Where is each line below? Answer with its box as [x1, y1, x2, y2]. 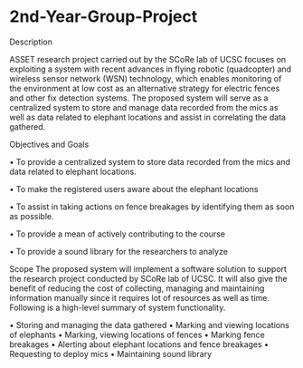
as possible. [9, 210, 54, 221]
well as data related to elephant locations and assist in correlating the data [9, 111, 287, 122]
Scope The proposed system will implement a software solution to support [9, 263, 288, 274]
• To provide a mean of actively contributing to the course [9, 228, 226, 239]
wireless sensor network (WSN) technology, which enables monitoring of [9, 73, 282, 83]
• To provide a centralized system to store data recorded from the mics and [9, 156, 291, 167]
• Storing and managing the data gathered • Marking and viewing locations [9, 319, 289, 330]
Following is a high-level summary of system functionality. [9, 302, 226, 313]
